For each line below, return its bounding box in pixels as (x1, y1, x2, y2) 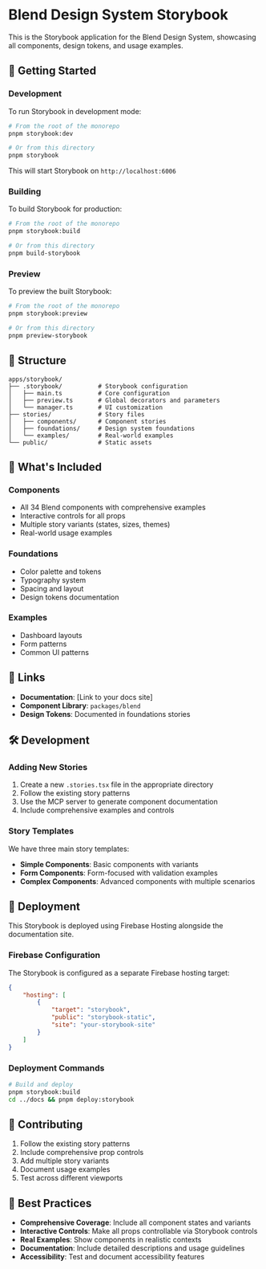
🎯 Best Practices (8, 1196, 92, 1210)
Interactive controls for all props (19, 511, 126, 521)
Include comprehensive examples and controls (19, 805, 175, 815)
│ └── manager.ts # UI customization (8, 403, 163, 411)
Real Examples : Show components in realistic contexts (19, 1235, 202, 1245)
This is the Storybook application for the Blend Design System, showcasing (8, 32, 256, 42)
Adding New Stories (8, 761, 88, 772)
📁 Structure (8, 354, 66, 367)
